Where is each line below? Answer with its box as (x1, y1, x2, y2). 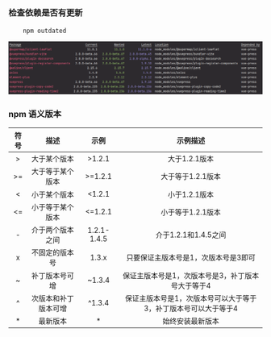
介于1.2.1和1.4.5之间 (155, 230, 227, 239)
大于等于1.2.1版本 (161, 172, 222, 181)
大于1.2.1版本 (168, 154, 215, 164)
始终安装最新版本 (162, 316, 219, 326)
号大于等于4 (170, 281, 211, 290)
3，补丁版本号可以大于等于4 (144, 303, 238, 313)
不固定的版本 (31, 248, 74, 257)
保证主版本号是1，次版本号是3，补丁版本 (122, 270, 260, 280)
